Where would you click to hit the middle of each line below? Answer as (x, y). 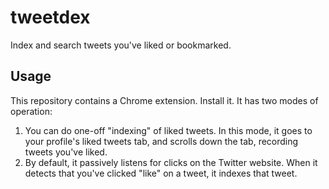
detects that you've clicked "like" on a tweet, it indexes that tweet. (161, 173)
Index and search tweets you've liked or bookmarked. (121, 45)
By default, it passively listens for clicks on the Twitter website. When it (171, 162)
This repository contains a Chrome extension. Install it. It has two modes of (164, 100)
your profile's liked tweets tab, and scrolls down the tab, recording (161, 141)
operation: (31, 111)
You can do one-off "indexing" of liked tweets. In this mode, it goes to (168, 130)
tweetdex (50, 17)
